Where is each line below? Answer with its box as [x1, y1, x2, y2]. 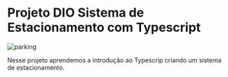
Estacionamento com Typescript [7, 19, 201, 35]
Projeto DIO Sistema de [7, 5, 145, 21]
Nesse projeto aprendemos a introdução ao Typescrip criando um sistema [7, 55, 222, 64]
